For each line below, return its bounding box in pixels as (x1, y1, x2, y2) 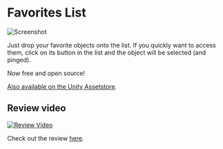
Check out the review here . (7, 134, 84, 142)
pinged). (7, 55, 31, 63)
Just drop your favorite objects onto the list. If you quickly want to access (7, 41, 216, 49)
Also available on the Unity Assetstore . (7, 82, 117, 90)
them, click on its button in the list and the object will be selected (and (7, 48, 206, 57)
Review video (7, 102, 66, 115)
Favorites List (7, 5, 86, 21)
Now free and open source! (7, 69, 85, 77)
